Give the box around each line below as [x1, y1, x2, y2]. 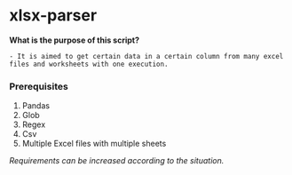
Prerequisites [9, 80, 68, 92]
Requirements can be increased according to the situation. [9, 155, 225, 166]
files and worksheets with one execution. [9, 60, 169, 68]
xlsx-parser [9, 5, 98, 26]
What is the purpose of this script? [9, 35, 140, 45]
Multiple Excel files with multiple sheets [21, 139, 167, 149]
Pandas [21, 100, 51, 111]
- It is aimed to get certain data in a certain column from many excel [9, 52, 284, 60]
